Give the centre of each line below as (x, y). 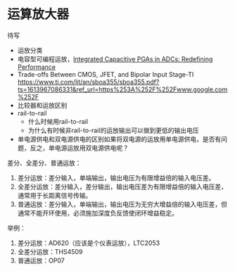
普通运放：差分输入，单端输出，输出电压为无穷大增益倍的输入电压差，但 (122, 204)
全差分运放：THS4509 (50, 251)
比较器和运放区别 (42, 105)
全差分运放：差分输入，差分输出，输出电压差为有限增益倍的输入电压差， (122, 187)
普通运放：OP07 (41, 260)
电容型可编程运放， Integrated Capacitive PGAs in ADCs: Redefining (115, 59)
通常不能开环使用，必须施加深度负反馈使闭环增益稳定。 (97, 213)
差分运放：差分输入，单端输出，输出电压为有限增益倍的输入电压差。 (116, 177)
